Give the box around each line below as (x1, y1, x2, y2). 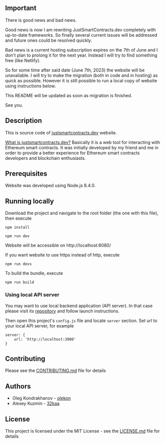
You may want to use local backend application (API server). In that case (5, 303, 153, 309)
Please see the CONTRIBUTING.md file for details (5, 368, 106, 374)
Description (5, 117, 42, 125)
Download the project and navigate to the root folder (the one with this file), (5, 210, 159, 216)
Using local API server (5, 291, 60, 298)
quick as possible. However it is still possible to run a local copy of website (5, 77, 157, 83)
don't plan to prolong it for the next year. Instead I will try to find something (5, 52, 158, 58)
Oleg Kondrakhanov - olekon (12, 395, 71, 401)
